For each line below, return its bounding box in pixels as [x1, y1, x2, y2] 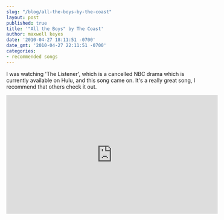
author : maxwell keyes [6, 31, 63, 37]
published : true [6, 20, 47, 26]
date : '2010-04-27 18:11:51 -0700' [6, 37, 96, 43]
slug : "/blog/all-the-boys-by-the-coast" [6, 8, 112, 15]
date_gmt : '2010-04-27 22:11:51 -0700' [6, 43, 107, 49]
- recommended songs [6, 54, 59, 60]
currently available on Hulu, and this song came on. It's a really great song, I [6, 77, 196, 84]
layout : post [6, 14, 39, 20]
